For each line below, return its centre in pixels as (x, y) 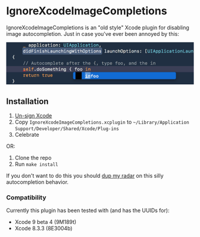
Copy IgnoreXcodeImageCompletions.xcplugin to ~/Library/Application (102, 122)
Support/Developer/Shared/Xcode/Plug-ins (67, 129)
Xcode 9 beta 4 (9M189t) (46, 222)
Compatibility (26, 197)
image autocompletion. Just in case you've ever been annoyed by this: (93, 33)
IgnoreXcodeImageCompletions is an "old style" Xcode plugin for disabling (98, 27)
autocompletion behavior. (37, 182)
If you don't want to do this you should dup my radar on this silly (85, 176)
